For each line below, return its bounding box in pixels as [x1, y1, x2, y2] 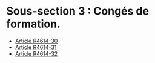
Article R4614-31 [15, 44, 57, 51]
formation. [6, 17, 61, 31]
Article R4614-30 [15, 37, 58, 44]
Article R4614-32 [15, 50, 58, 57]
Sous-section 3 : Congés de [6, 4, 150, 18]
